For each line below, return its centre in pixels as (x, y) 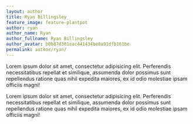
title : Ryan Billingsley (36, 17)
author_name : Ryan (28, 33)
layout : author (25, 11)
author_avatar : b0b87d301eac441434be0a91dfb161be (68, 44)
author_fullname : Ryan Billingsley (50, 39)
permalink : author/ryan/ (36, 50)
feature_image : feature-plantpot (47, 22)
